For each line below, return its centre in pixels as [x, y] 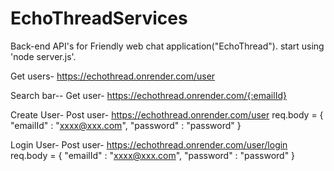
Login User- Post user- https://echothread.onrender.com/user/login [149, 144]
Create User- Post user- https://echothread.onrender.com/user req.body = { [167, 114]
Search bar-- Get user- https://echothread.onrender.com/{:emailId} [148, 95]
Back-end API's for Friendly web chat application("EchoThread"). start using [167, 46]
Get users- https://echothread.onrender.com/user [113, 76]
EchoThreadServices [99, 18]
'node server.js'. [43, 56]
